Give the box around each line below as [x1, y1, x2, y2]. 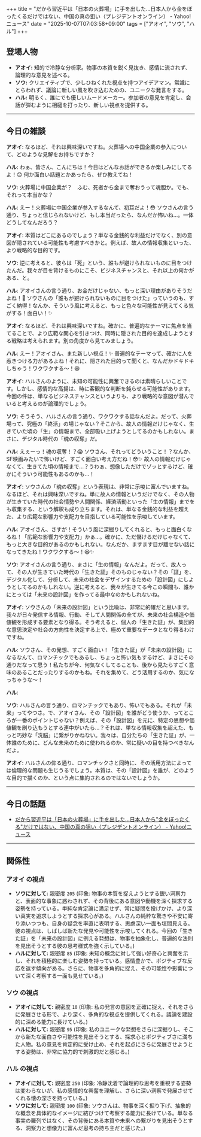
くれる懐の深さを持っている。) [14, 1094, 88, 1102]
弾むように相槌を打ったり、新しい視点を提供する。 [25, 101, 151, 108]
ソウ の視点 [6, 989, 39, 997]
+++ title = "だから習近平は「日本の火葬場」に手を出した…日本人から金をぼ [6, 5, 193, 12]
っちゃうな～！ [6, 676, 43, 683]
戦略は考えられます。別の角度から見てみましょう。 [11, 337, 136, 344]
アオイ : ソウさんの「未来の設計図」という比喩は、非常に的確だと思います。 [6, 604, 193, 611]
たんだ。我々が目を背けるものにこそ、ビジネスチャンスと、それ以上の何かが [6, 266, 194, 274]
